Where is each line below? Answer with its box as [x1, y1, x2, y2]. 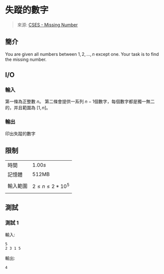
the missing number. [5, 56, 47, 62]
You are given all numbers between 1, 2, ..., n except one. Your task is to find [5, 51, 159, 57]
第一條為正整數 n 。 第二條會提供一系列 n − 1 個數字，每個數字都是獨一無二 [5, 98, 155, 104]
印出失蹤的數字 [5, 131, 36, 137]
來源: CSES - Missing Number [17, 22, 78, 28]
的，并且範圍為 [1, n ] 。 [5, 105, 51, 111]
